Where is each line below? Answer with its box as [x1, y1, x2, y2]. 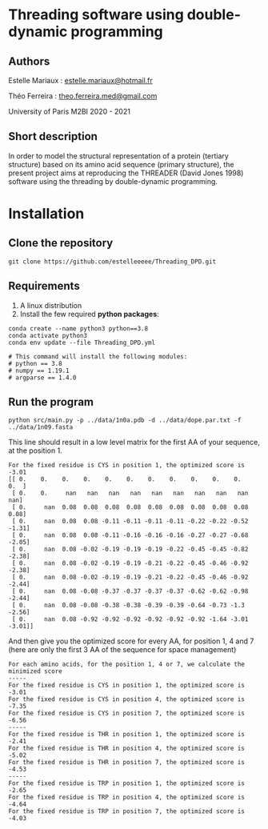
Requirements [8, 279, 80, 293]
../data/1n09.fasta [8, 423, 74, 431]
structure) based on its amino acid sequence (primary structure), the [8, 159, 234, 169]
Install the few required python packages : [19, 309, 160, 318]
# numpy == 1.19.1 [8, 366, 70, 374]
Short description [8, 130, 98, 143]
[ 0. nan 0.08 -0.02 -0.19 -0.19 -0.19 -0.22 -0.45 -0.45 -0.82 [11, 546, 249, 554]
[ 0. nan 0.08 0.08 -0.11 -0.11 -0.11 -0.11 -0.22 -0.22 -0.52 [11, 518, 249, 526]
